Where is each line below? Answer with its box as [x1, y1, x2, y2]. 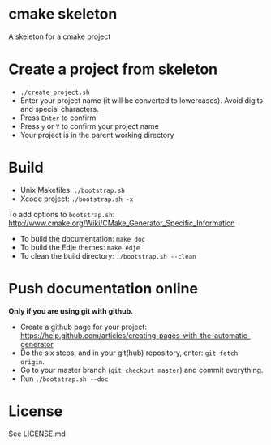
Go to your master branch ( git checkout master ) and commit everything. [19, 365, 264, 374]
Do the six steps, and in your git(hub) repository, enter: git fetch [19, 348, 239, 357]
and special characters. [19, 104, 99, 113]
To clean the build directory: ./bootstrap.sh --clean [19, 250, 196, 260]
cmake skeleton [8, 5, 118, 24]
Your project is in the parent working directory [19, 130, 174, 139]
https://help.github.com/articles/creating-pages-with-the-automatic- [19, 330, 252, 340]
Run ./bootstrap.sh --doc [19, 374, 109, 383]
